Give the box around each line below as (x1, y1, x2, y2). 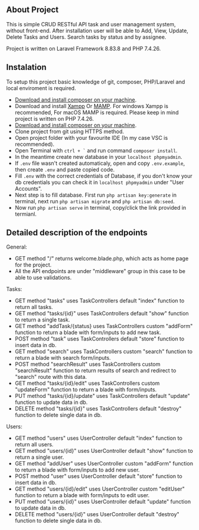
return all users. (14, 441, 54, 448)
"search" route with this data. (14, 373, 88, 381)
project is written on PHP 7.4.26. (14, 115, 94, 122)
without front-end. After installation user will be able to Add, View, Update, (6, 27, 189, 34)
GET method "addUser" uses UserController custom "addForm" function (14, 460, 194, 467)
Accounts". (14, 185, 42, 192)
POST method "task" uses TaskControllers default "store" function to (14, 335, 185, 342)
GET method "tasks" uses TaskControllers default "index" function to (14, 297, 185, 304)
